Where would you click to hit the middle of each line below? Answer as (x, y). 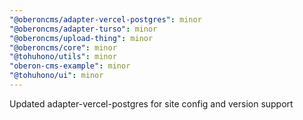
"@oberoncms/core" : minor (63, 47)
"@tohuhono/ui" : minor (56, 76)
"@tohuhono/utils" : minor (63, 57)
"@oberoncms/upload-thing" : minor (81, 38)
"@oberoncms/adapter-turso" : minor (83, 29)
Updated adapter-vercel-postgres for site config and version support (151, 103)
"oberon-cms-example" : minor (70, 66)
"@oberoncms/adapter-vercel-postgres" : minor (105, 19)
